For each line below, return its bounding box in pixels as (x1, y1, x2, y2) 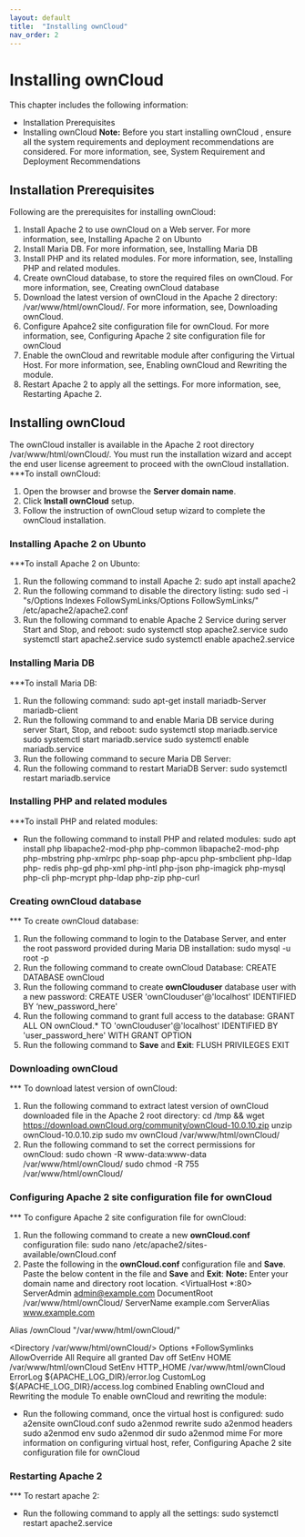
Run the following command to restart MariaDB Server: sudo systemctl (22, 762, 288, 774)
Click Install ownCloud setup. (22, 495, 135, 506)
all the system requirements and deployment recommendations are (22, 137, 275, 148)
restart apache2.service (22, 1518, 113, 1529)
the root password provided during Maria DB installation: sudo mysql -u (22, 943, 291, 954)
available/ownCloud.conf (22, 1248, 117, 1259)
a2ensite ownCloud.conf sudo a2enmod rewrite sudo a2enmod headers (22, 1418, 293, 1429)
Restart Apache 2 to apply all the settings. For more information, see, (22, 379, 281, 390)
